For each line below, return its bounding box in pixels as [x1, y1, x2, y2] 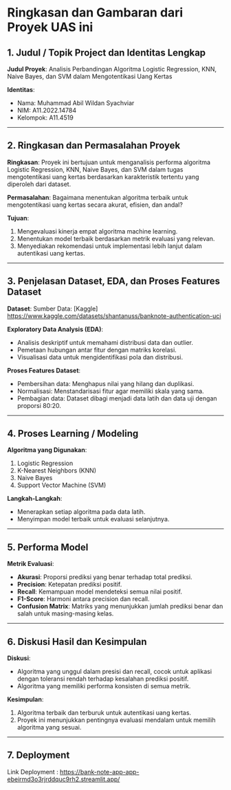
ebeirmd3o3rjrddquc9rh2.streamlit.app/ [7, 775, 120, 783]
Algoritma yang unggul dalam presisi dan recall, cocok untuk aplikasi [16, 668, 212, 676]
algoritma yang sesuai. [16, 723, 82, 732]
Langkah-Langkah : [7, 495, 63, 503]
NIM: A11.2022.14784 [16, 106, 77, 114]
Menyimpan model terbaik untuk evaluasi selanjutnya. [16, 515, 170, 523]
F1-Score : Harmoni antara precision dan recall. [16, 595, 150, 603]
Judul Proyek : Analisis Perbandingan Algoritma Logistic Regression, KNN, [7, 65, 217, 73]
